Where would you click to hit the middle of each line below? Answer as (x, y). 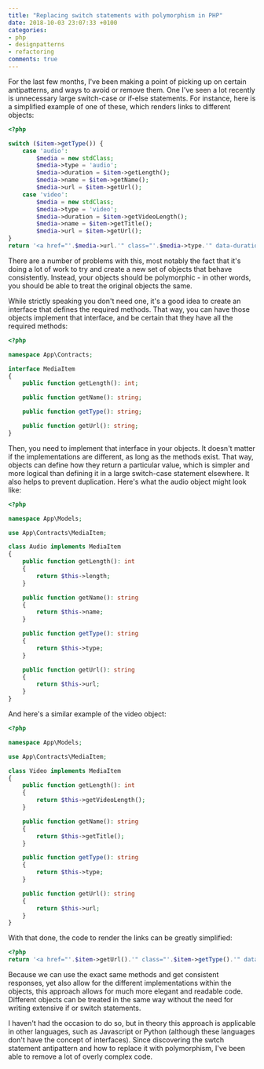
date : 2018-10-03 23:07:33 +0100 (63, 23)
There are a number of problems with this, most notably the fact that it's (125, 261)
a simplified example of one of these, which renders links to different (119, 106)
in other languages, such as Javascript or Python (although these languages (132, 1031)
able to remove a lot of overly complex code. (81, 1056)
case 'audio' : (45, 151)
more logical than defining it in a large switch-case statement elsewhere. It (129, 473)
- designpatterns (37, 45)
